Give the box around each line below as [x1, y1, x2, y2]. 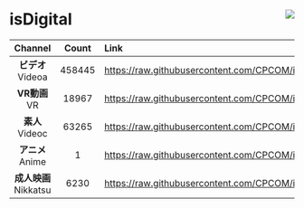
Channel [14, 42, 52, 54]
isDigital [9, 9, 72, 30]
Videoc [17, 127, 48, 139]
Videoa [17, 71, 48, 83]
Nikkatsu [14, 184, 52, 196]
